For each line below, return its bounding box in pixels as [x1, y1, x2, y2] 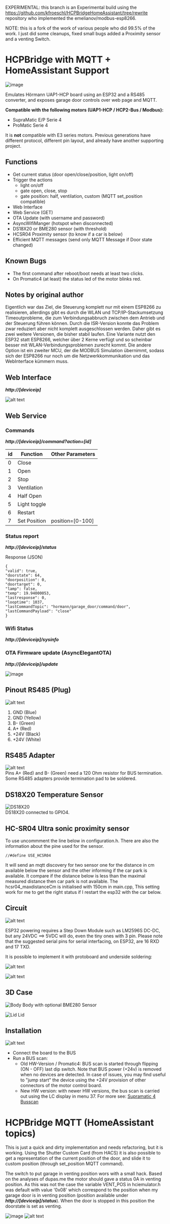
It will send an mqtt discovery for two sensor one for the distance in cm [5, 862, 155, 868]
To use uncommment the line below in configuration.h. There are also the [5, 838, 159, 844]
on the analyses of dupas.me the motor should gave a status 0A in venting [5, 1176, 161, 1182]
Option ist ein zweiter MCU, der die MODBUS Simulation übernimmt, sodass [5, 348, 164, 354]
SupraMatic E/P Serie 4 [12, 117, 62, 123]
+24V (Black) [12, 731, 41, 737]
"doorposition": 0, [5, 578, 47, 583]
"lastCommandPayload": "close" [5, 609, 72, 614]
